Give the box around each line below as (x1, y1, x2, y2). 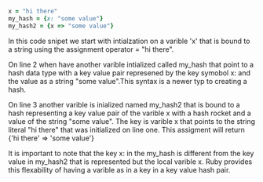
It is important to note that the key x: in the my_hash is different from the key (8, 148, 254, 158)
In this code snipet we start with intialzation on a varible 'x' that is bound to (8, 36, 250, 45)
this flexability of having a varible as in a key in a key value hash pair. (8, 165, 231, 174)
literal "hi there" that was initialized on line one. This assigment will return (8, 125, 246, 134)
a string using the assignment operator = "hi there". (8, 44, 174, 54)
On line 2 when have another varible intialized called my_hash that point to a (8, 60, 254, 69)
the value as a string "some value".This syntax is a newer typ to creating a (8, 76, 247, 86)
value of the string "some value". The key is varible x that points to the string (8, 116, 256, 126)
